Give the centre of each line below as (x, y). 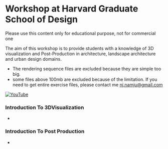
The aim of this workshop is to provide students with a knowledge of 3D (79, 48)
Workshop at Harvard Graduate (72, 9)
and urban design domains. (33, 59)
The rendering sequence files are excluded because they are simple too (87, 69)
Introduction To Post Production (45, 131)
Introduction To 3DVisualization (45, 107)
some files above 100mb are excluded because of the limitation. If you (85, 79)
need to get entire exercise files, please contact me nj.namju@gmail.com (88, 85)
